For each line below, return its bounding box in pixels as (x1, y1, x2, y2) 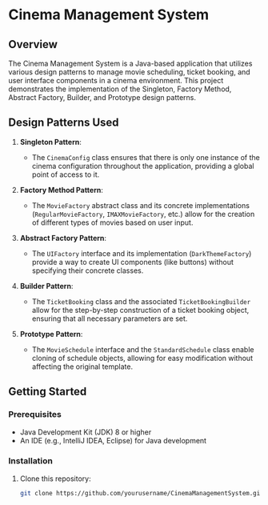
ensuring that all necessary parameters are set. (31, 314, 188, 323)
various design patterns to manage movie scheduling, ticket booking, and (8, 67, 250, 77)
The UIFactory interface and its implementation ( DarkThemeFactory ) (31, 248, 252, 258)
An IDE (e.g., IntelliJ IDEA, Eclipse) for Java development (19, 435, 206, 445)
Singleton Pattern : (19, 137, 82, 146)
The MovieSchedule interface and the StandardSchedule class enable (31, 344, 254, 354)
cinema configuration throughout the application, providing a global (31, 161, 254, 170)
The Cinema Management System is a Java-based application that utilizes (8, 58, 253, 68)
